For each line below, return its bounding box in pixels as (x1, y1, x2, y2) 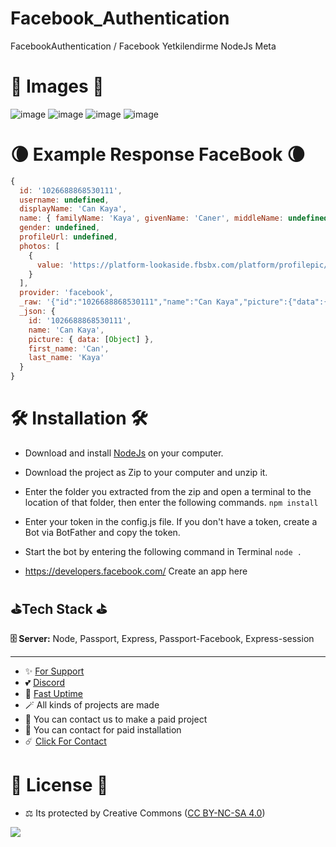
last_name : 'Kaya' (28, 353, 105, 363)
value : (36, 260, 65, 270)
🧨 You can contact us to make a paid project (24, 713, 208, 725)
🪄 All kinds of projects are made (24, 698, 160, 711)
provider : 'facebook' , (19, 288, 114, 298)
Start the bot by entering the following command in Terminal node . (24, 546, 302, 557)
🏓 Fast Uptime (24, 687, 83, 699)
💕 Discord (24, 676, 66, 688)
